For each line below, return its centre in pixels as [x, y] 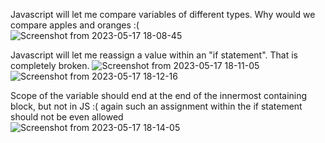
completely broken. [50, 65]
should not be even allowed [67, 117]
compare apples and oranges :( [75, 25]
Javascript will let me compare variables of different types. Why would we [163, 14]
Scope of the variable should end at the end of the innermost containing [159, 95]
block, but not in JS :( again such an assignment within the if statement [156, 106]
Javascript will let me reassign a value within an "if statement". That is [154, 55]
